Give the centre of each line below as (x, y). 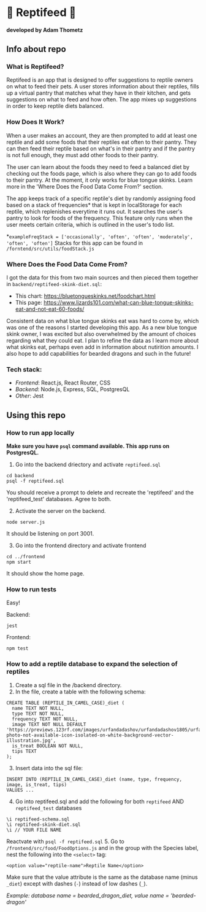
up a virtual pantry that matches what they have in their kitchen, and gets (99, 93)
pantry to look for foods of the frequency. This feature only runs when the (100, 218)
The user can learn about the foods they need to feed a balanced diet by (98, 167)
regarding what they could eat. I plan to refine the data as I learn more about (103, 341)
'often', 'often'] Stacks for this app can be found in (74, 243)
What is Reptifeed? (35, 67)
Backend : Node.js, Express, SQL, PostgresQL (72, 389)
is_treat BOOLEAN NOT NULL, (48, 746)
